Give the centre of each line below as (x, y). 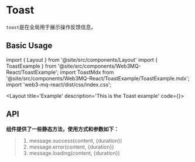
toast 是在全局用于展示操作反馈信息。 (51, 27)
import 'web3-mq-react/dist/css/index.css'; (59, 84)
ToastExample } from (31, 66)
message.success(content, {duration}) (76, 140)
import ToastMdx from (87, 72)
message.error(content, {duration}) (71, 147)
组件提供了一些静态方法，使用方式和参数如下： (62, 129)
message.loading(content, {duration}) (74, 153)
